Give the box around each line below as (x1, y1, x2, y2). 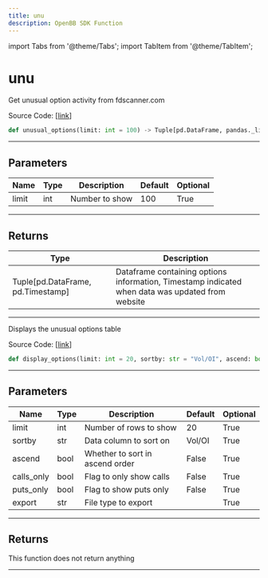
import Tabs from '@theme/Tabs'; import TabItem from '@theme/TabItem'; (8, 41, 254, 50)
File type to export (84, 496, 153, 508)
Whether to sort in (84, 448, 152, 459)
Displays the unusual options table (8, 324, 121, 333)
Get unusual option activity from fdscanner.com (8, 95, 165, 105)
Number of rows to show (84, 421, 177, 433)
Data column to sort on (84, 435, 170, 446)
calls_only (12, 471, 49, 482)
